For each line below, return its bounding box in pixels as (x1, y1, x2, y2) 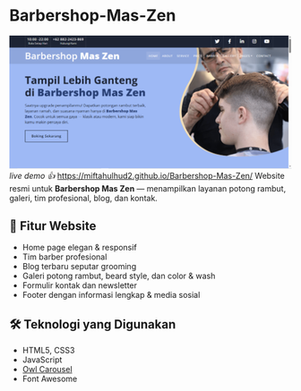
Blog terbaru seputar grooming (21, 261, 137, 272)
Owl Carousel (21, 364, 73, 375)
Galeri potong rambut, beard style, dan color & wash (21, 270, 216, 282)
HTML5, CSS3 (21, 345, 75, 356)
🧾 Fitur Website (9, 218, 97, 234)
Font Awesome (21, 373, 78, 385)
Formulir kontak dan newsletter (21, 280, 137, 291)
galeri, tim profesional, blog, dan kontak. (9, 192, 159, 203)
